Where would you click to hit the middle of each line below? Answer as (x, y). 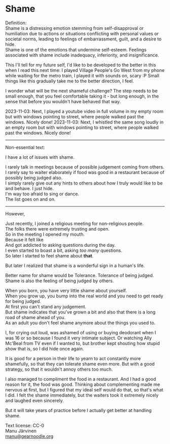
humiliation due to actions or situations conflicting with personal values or (82, 33)
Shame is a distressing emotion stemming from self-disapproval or (75, 28)
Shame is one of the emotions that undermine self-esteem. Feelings (76, 50)
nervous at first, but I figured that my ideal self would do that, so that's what (84, 389)
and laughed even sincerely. (35, 401)
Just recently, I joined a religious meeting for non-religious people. (74, 224)
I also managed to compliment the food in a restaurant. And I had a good (81, 379)
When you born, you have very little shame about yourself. (66, 290)
